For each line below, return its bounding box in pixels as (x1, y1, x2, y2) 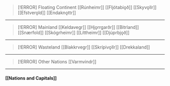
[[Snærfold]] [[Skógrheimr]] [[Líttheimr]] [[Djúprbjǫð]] (17, 30, 130, 35)
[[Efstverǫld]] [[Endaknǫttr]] (17, 10, 76, 16)
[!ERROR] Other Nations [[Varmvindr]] (17, 59, 97, 65)
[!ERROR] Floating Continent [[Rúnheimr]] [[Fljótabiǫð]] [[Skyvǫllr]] (17, 5, 157, 10)
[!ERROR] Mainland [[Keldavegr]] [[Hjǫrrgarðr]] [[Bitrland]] (17, 24, 139, 30)
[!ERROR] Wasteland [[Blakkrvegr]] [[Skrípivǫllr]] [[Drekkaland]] (17, 44, 150, 50)
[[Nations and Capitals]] (5, 75, 57, 81)
